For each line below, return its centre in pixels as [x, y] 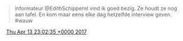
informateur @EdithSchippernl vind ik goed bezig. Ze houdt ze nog [96, 8]
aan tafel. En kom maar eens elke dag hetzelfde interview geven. [93, 14]
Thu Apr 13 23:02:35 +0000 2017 [46, 32]
